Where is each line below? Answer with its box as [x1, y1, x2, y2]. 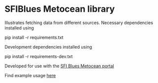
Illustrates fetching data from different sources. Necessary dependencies [4, 20, 154, 26]
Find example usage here [4, 72, 56, 78]
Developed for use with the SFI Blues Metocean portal [4, 63, 114, 69]
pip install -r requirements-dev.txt [4, 53, 73, 59]
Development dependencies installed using [4, 44, 92, 50]
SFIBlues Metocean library [4, 3, 115, 15]
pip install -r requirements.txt [4, 34, 63, 40]
